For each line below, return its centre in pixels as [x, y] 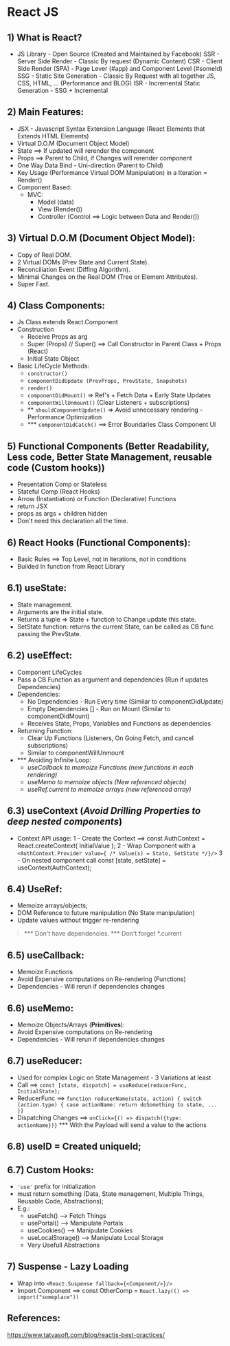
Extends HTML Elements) [53, 136]
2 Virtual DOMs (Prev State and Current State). [83, 262]
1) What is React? [45, 38]
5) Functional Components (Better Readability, [108, 446]
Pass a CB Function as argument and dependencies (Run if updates [113, 680]
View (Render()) [60, 209]
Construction [35, 329]
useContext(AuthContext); [54, 867]
